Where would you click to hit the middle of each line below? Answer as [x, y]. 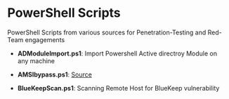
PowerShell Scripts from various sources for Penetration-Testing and [107, 32]
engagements [45, 39]
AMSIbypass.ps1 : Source [55, 74]
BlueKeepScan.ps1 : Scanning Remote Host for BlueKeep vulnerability [118, 88]
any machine [36, 60]
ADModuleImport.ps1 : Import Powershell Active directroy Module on [117, 53]
